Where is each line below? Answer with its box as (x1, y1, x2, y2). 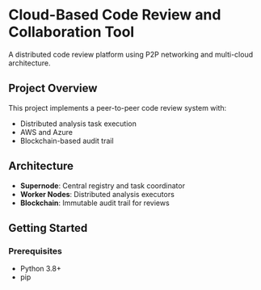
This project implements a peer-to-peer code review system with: (8, 103, 227, 112)
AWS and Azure (19, 127, 73, 137)
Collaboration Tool (8, 23, 135, 41)
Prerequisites (8, 245, 62, 256)
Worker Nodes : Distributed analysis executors (19, 189, 175, 199)
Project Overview (8, 82, 98, 95)
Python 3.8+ (19, 264, 62, 274)
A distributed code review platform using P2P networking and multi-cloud (8, 49, 253, 59)
